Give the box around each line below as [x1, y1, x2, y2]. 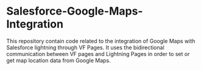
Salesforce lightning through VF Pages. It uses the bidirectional [6, 44, 164, 51]
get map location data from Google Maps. [6, 57, 111, 64]
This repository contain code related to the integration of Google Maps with [6, 37, 196, 44]
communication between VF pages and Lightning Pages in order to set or [6, 50, 190, 57]
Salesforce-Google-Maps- [6, 4, 143, 18]
